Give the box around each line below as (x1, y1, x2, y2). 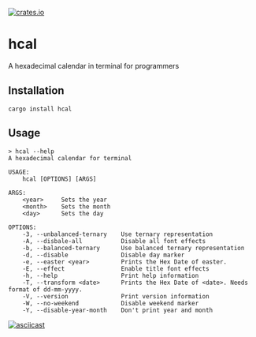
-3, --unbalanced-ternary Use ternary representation (22, 230, 213, 238)
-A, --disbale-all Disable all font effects (22, 237, 206, 245)
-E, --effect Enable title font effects (22, 264, 210, 272)
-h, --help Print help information (22, 271, 199, 279)
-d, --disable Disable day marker (22, 251, 185, 259)
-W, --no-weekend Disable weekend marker (22, 299, 199, 307)
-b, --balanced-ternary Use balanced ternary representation (22, 244, 245, 252)
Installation (8, 84, 65, 98)
